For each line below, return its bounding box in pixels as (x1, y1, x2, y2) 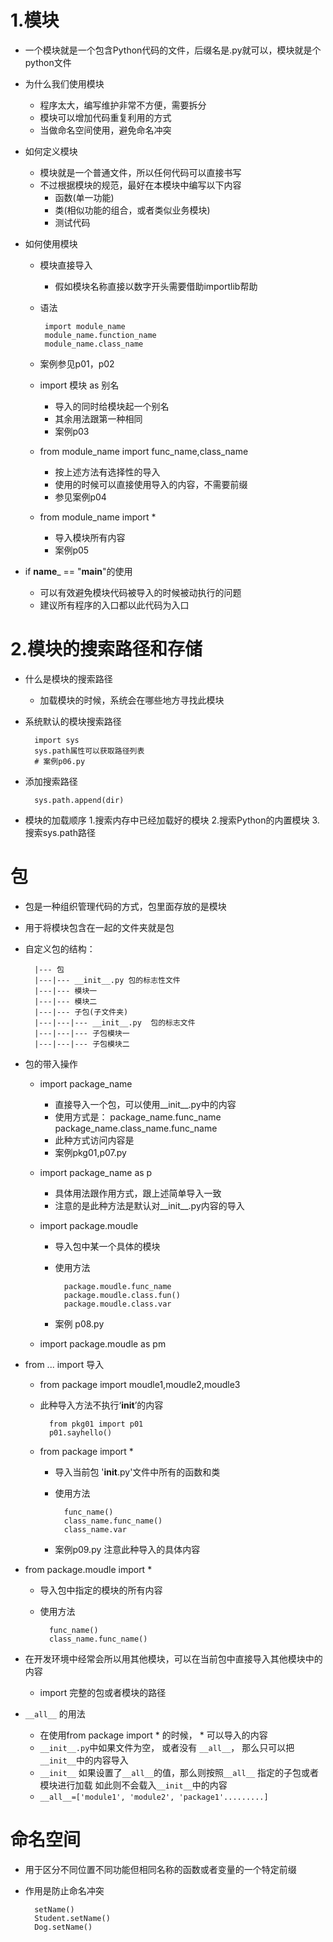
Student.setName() (34, 1913, 111, 1923)
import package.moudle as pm (39, 1337, 167, 1350)
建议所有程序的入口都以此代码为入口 (39, 599, 190, 611)
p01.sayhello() (48, 1427, 113, 1438)
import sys (34, 735, 80, 745)
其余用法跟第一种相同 (54, 412, 143, 425)
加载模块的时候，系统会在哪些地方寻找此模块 (39, 694, 225, 706)
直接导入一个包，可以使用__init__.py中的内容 (54, 1098, 237, 1110)
